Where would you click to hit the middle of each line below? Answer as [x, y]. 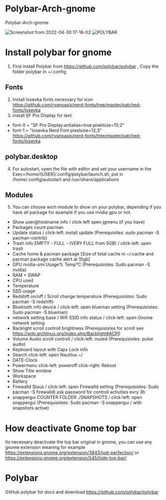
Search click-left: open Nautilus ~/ [48, 355]
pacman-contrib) [30, 238]
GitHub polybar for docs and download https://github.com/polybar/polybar [82, 492]
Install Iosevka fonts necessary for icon [53, 99]
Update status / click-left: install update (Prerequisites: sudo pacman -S [86, 232]
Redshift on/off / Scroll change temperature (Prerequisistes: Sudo [80, 296]
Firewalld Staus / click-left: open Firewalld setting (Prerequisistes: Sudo [85, 387]
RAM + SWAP [26, 275]
